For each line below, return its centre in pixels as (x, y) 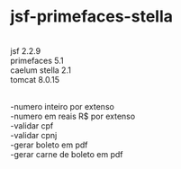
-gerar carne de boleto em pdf (67, 154)
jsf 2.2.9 (26, 50)
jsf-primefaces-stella (92, 17)
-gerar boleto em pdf (49, 145)
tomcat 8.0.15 (35, 79)
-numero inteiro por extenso (63, 106)
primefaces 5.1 (37, 60)
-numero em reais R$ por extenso (73, 116)
